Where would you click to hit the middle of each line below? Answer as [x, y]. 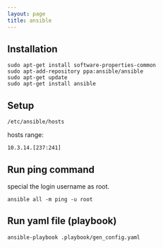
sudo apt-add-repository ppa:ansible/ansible [75, 71]
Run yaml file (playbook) [62, 221]
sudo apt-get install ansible [52, 84]
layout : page [26, 14]
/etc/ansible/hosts [36, 122]
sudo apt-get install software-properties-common [82, 65]
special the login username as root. [59, 186]
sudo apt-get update [38, 78]
